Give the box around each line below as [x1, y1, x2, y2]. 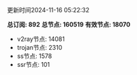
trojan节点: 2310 [16, 44, 63, 51]
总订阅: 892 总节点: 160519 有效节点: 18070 [7, 20, 131, 29]
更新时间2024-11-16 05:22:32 [7, 6, 90, 14]
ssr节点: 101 [16, 61, 50, 68]
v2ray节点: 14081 [16, 35, 65, 43]
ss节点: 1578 [16, 52, 52, 60]
